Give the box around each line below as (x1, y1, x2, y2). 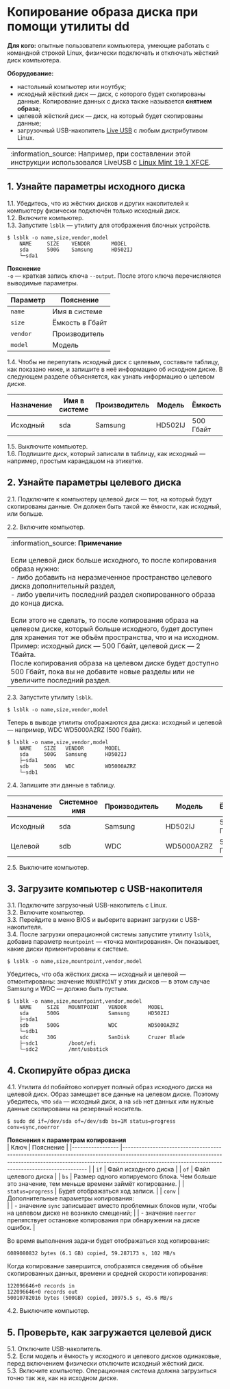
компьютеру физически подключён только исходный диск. (7, 206, 181, 215)
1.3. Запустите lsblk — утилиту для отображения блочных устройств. (7, 221, 211, 229)
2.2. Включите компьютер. (7, 523, 86, 531)
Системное (59, 797, 99, 807)
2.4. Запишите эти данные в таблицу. (7, 781, 116, 789)
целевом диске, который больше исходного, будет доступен (10, 624, 214, 633)
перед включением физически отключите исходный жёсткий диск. (7, 1360, 205, 1367)
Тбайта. (10, 650, 36, 659)
